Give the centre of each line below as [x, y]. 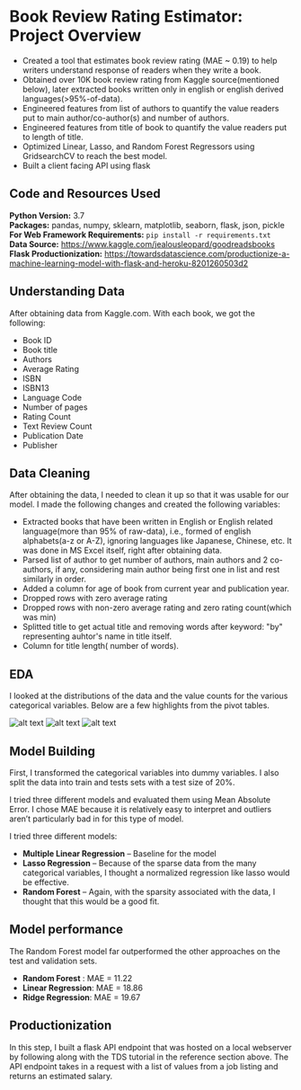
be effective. [45, 882]
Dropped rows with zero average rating [95, 598]
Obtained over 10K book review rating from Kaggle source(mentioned [151, 79]
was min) [39, 617]
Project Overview [75, 35]
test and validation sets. [53, 961]
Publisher [40, 445]
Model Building [53, 751]
